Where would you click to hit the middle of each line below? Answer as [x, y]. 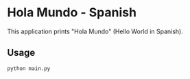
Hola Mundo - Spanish [72, 13]
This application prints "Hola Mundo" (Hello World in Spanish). [95, 31]
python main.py [29, 68]
